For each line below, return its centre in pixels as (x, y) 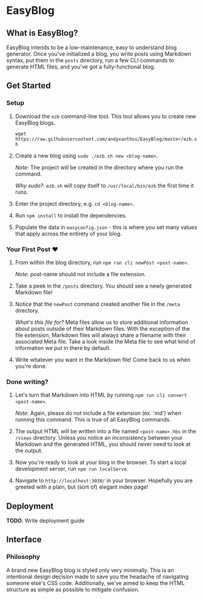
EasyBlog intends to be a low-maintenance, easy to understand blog (92, 47)
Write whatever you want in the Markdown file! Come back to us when (103, 359)
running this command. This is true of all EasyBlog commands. (93, 420)
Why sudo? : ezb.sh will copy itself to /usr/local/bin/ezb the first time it (104, 185)
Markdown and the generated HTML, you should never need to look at (103, 444)
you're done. (31, 366)
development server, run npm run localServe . (72, 469)
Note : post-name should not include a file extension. (81, 274)
